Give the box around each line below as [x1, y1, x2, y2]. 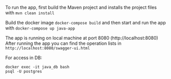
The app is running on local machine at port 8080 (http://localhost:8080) [5, 35, 158, 41]
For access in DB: [5, 55, 42, 61]
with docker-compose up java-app [5, 25, 75, 31]
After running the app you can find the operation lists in [5, 40, 121, 46]
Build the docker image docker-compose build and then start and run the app [5, 20, 166, 25]
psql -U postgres [5, 69, 42, 74]
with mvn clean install [5, 10, 55, 16]
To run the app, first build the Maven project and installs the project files [5, 5, 157, 10]
